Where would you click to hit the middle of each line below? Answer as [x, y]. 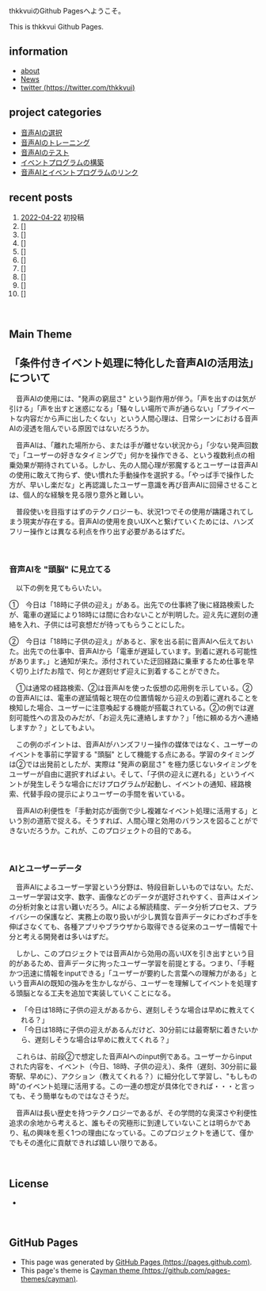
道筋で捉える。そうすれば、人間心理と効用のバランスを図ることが [144, 820]
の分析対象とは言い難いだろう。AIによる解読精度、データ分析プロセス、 [126, 907]
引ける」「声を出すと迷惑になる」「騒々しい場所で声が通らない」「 [115, 408]
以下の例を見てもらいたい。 [61, 587]
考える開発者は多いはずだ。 [68, 937]
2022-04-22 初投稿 [52, 218]
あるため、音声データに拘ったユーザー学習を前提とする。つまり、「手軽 [139, 964]
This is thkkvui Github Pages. [56, 27]
